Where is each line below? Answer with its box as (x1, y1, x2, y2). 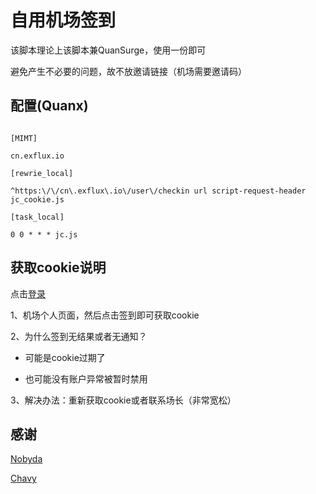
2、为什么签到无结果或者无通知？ (10, 330, 148, 342)
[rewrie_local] (10, 168, 74, 178)
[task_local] (10, 212, 65, 222)
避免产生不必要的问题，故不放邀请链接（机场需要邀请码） (10, 65, 247, 77)
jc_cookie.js (10, 194, 65, 205)
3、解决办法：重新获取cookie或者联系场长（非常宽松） (10, 394, 237, 406)
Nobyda (10, 453, 43, 465)
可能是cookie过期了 (24, 351, 106, 363)
